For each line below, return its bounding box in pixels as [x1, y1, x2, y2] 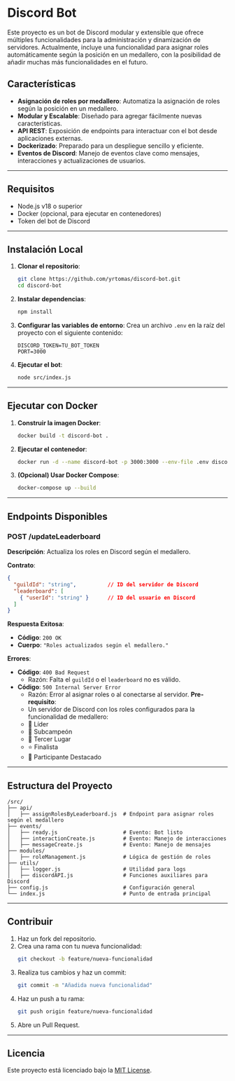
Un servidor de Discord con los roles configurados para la [27, 705, 195, 714]
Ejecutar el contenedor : [17, 445, 87, 453]
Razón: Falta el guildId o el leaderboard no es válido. [27, 675, 181, 684]
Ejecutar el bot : [17, 361, 63, 369]
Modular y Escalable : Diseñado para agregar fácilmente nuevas [17, 111, 202, 120]
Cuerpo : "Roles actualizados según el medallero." [17, 641, 169, 649]
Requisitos [7, 184, 55, 195]
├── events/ [7, 823, 42, 830]
